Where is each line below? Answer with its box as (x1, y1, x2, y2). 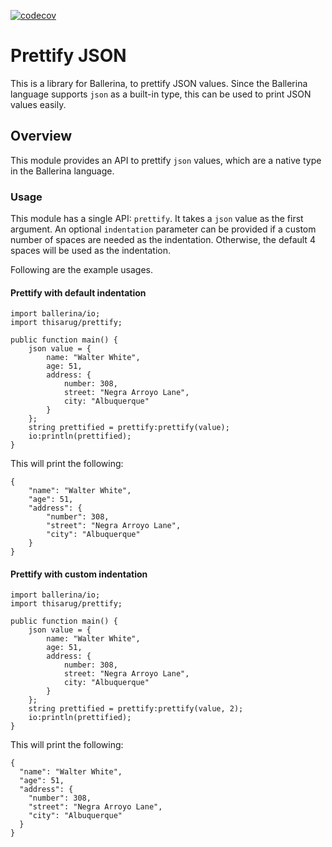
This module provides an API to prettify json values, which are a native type (10, 154, 322, 166)
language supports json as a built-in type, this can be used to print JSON (10, 88, 312, 100)
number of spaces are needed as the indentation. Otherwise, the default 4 (10, 234, 316, 246)
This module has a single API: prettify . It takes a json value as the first (10, 213, 304, 225)
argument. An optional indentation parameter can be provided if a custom (10, 223, 317, 235)
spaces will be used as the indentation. (10, 245, 172, 257)
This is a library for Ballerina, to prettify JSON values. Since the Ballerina (10, 77, 308, 89)
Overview (10, 128, 73, 145)
